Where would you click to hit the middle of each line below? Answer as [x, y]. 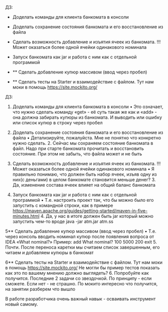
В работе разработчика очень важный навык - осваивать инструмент [80, 299]
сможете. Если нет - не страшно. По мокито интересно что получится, [81, 284]
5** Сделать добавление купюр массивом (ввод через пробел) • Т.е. [81, 231]
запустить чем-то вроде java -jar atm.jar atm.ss [63, 221]
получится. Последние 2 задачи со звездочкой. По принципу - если [78, 278]
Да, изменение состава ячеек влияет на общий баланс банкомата [84, 185]
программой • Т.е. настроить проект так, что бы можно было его [83, 200]
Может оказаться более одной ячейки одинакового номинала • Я [83, 169]
